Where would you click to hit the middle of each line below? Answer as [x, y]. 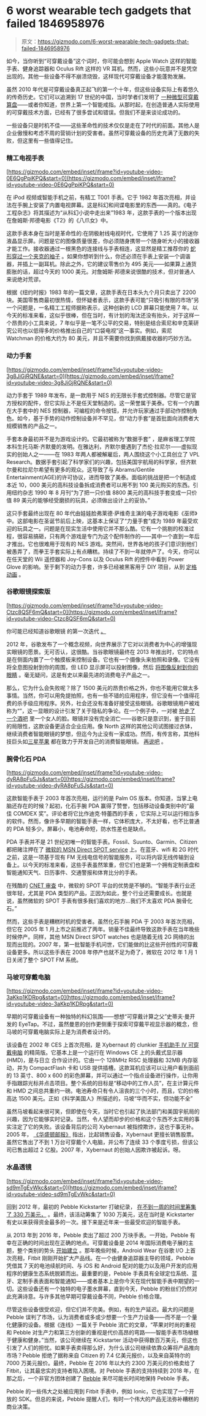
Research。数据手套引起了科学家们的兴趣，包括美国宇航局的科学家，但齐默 [101, 462]
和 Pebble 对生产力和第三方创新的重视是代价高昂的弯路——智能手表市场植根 [103, 1332]
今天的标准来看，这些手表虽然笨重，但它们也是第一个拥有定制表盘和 [113, 865]
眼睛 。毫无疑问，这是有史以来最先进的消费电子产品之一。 [80, 675]
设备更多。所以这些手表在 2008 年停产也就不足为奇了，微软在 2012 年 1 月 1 [102, 952]
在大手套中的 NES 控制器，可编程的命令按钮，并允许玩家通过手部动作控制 [99, 411]
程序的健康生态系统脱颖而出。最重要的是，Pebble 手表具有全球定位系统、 [99, 1273]
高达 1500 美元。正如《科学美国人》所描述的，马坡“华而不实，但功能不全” [100, 1099]
